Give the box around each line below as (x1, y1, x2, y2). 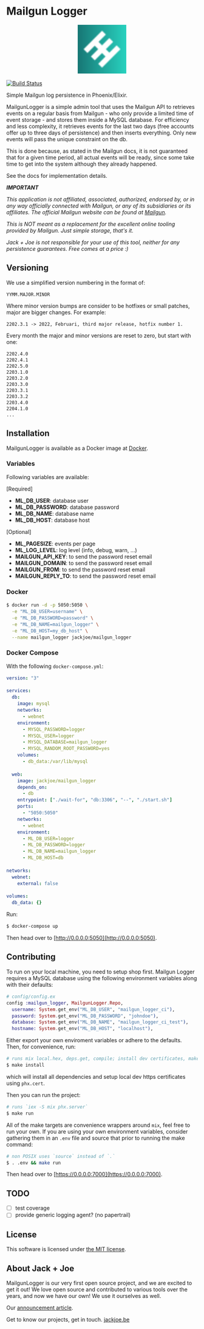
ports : (17, 804, 34, 810)
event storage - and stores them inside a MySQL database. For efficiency (6, 116, 189, 123)
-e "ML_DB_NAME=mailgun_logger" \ (12, 621, 99, 628)
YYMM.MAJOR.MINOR (6, 291, 50, 298)
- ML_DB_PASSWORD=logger (22, 842, 86, 848)
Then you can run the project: (6, 1091, 81, 1098)
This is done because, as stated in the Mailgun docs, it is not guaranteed (6, 147, 188, 155)
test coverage (15, 1204, 50, 1212)
